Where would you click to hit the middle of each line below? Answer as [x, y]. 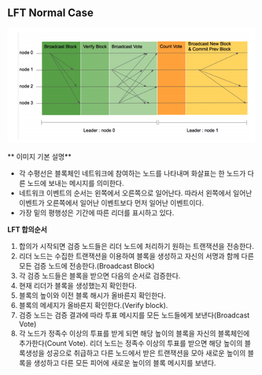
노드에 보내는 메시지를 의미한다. [76, 184]
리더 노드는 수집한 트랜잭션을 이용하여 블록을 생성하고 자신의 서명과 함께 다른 [137, 256]
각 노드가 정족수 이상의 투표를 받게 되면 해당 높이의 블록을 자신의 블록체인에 [134, 333]
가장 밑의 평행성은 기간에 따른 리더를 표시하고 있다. [96, 213]
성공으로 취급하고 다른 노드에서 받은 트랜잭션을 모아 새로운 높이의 [146, 353]
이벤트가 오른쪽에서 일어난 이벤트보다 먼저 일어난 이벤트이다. [111, 203]
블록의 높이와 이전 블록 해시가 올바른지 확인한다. [92, 295]
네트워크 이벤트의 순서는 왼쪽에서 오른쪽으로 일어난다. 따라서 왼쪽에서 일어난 [135, 193]
